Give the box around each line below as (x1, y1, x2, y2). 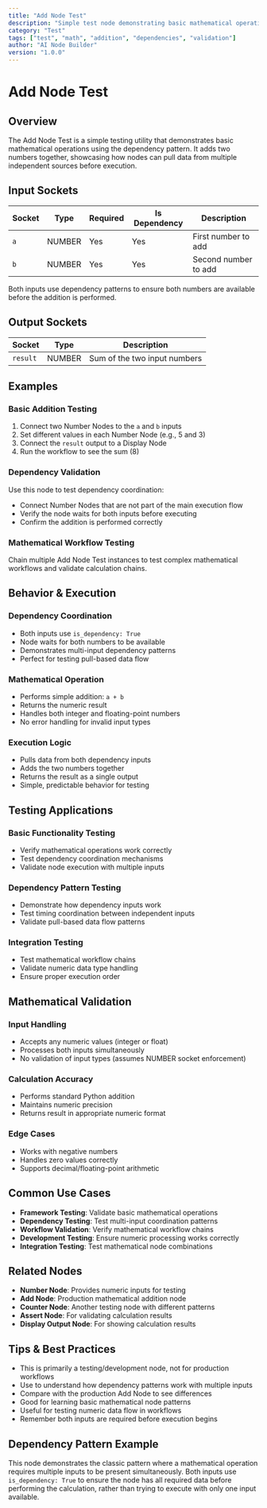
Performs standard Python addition (19, 1091, 135, 1102)
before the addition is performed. (8, 292, 117, 302)
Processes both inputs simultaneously (19, 1045, 145, 1055)
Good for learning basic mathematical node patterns (19, 1397, 192, 1407)
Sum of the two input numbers (88, 352, 203, 363)
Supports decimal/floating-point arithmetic (19, 1163, 160, 1173)
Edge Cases (8, 1129, 56, 1140)
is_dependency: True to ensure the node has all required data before (8, 1475, 232, 1484)
